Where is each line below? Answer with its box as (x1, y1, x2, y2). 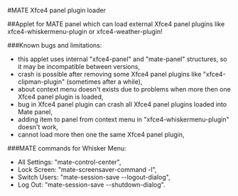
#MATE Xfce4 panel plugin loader (7, 6, 107, 14)
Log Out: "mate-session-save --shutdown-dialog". (17, 180, 166, 189)
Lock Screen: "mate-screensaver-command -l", (17, 165, 157, 173)
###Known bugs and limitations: (7, 41, 102, 49)
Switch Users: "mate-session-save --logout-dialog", (17, 173, 171, 181)
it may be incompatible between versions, (17, 62, 141, 70)
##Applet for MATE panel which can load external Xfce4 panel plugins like (7, 20, 225, 28)
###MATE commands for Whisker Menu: (7, 144, 126, 152)
